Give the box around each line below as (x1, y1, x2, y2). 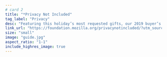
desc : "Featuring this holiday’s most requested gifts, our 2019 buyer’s (5, 21, 162, 26)
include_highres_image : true (5, 44, 66, 49)
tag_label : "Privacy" (5, 16, 50, 21)
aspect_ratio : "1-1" (5, 40, 48, 45)
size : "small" (5, 30, 35, 35)
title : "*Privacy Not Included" (5, 12, 72, 17)
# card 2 (5, 7, 23, 12)
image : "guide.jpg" (5, 35, 46, 40)
